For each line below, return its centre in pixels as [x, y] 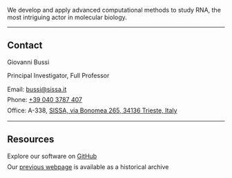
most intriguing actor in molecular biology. [67, 17]
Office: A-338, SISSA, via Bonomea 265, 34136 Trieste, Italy [92, 110]
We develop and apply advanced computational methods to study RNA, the [114, 10]
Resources [31, 139]
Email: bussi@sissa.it [37, 89]
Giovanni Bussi [28, 62]
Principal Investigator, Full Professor [58, 75]
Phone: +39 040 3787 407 [45, 100]
